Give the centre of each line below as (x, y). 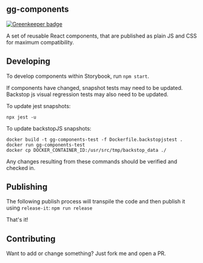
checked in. (21, 168)
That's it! (17, 220)
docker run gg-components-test (46, 145)
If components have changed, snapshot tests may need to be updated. (95, 87)
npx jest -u (21, 117)
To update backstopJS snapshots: (49, 128)
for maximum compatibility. (40, 42)
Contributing (31, 239)
